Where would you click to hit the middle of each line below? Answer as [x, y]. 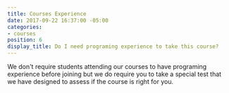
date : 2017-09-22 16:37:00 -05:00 [58, 20]
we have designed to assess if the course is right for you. [91, 81]
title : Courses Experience [47, 14]
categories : [25, 27]
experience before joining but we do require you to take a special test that [114, 74]
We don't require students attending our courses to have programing [107, 67]
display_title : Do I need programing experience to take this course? [113, 46]
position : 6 [25, 40]
